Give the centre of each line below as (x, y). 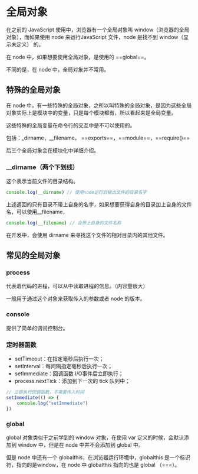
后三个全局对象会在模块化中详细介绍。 (52, 150)
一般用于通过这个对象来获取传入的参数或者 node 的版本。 (76, 298)
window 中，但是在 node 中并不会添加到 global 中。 (80, 444)
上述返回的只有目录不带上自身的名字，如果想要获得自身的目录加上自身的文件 (99, 204)
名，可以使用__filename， (37, 212)
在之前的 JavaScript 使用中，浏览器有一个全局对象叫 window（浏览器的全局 (98, 30)
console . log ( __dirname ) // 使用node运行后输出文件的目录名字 (77, 193)
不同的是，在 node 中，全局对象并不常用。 (58, 69)
